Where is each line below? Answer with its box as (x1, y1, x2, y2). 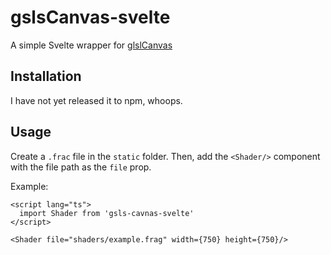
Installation (10, 68, 82, 85)
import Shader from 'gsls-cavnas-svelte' (19, 208, 195, 218)
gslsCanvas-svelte (10, 6, 171, 29)
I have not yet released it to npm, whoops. (10, 94, 183, 106)
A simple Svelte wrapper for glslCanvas (10, 39, 173, 51)
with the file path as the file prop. (10, 161, 152, 173)
